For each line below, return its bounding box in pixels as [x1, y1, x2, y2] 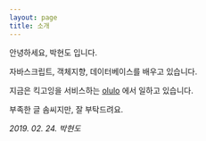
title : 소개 [9, 21, 51, 30]
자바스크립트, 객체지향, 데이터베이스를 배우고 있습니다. [9, 66, 198, 77]
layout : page [9, 12, 58, 22]
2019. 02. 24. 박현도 [9, 122, 82, 134]
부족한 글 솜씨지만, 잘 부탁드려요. [9, 104, 124, 114]
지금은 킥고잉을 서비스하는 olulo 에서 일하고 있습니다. [9, 85, 194, 95]
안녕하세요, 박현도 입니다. [9, 46, 98, 58]
